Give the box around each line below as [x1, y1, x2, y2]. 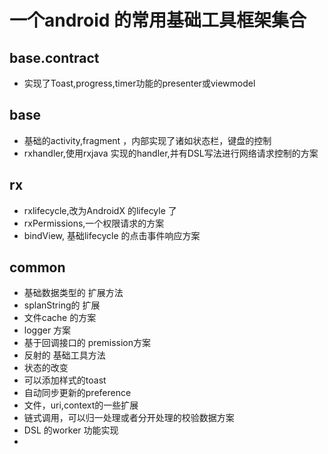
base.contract [9, 49, 100, 66]
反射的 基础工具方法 [23, 349, 106, 361]
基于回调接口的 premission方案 [23, 337, 151, 349]
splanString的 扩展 [23, 299, 101, 311]
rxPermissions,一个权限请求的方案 [23, 217, 165, 229]
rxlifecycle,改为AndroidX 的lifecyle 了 [23, 204, 177, 216]
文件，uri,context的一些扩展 [23, 399, 139, 411]
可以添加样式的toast [23, 374, 107, 386]
